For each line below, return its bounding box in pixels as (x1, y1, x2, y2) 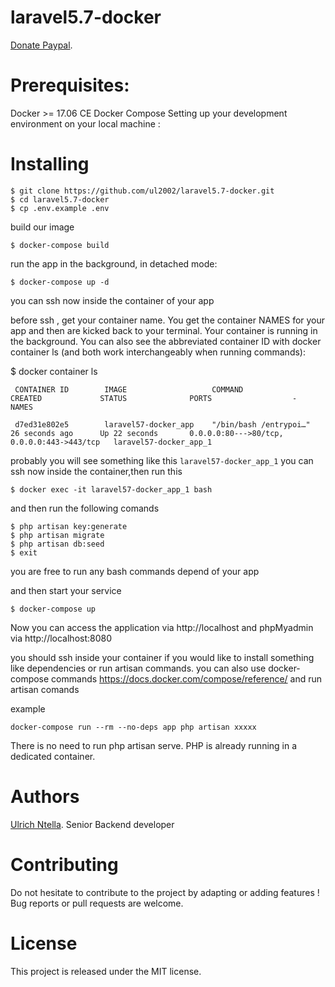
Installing (10, 153, 90, 176)
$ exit (10, 547, 38, 558)
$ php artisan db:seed (10, 539, 105, 549)
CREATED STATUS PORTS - (10, 393, 298, 403)
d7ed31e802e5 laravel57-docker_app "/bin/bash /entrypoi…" (14, 419, 311, 430)
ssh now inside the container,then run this (10, 465, 183, 477)
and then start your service (10, 584, 122, 596)
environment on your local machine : (10, 117, 161, 130)
